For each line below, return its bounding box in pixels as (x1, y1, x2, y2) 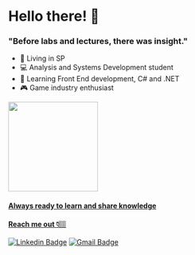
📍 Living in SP (19, 53, 65, 63)
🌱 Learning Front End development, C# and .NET (19, 74, 180, 84)
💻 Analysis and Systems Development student (19, 63, 174, 73)
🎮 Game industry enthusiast (19, 83, 114, 92)
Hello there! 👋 (8, 7, 99, 25)
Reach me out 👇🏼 (8, 219, 67, 229)
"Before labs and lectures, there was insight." (8, 36, 189, 47)
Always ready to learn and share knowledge (8, 201, 157, 210)
